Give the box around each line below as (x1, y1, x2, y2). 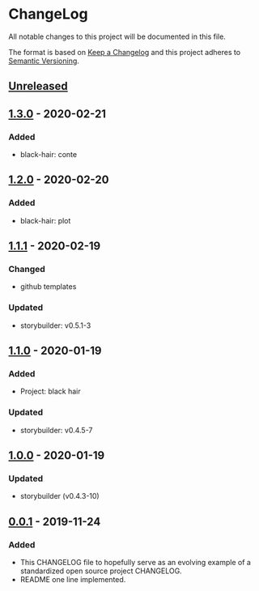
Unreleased (8, 79, 69, 93)
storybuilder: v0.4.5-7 (19, 425, 93, 435)
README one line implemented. (19, 575, 126, 585)
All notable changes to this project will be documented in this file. (8, 32, 227, 41)
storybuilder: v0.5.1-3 (19, 321, 91, 330)
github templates (19, 282, 77, 291)
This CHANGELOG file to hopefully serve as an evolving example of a (19, 558, 251, 568)
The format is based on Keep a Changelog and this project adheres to (8, 47, 241, 57)
